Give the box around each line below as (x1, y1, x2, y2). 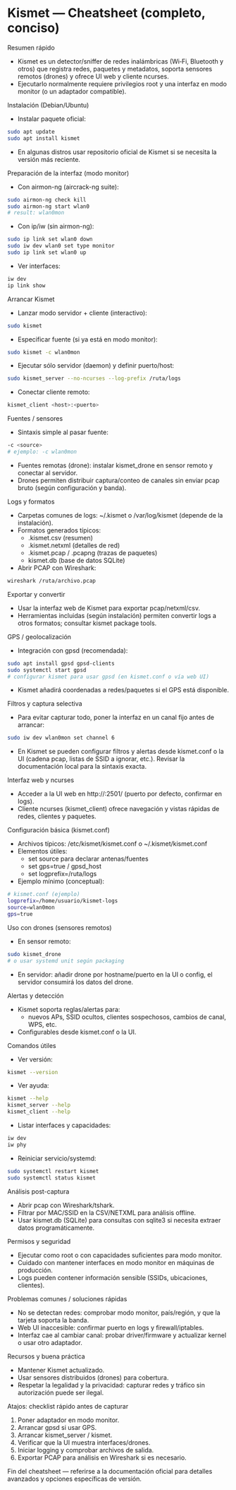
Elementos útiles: (17, 847, 68, 856)
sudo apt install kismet (7, 134, 80, 142)
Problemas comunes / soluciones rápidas (7, 1294, 128, 1303)
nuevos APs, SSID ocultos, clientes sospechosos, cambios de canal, (27, 1013, 227, 1021)
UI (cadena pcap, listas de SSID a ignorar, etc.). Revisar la (17, 755, 185, 763)
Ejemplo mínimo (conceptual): (17, 877, 104, 885)
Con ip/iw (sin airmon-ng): (17, 222, 94, 231)
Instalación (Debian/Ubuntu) (7, 100, 89, 109)
